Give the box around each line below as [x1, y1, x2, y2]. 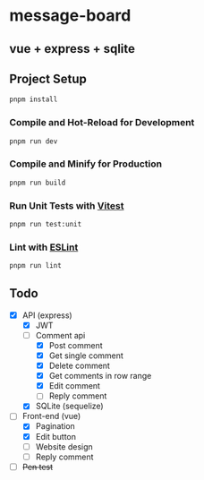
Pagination [35, 421, 76, 432]
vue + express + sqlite [9, 41, 136, 56]
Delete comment [48, 360, 110, 372]
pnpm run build [9, 178, 66, 187]
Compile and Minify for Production [9, 158, 163, 170]
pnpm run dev [9, 136, 58, 146]
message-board [9, 5, 132, 26]
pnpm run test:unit [9, 219, 82, 228]
